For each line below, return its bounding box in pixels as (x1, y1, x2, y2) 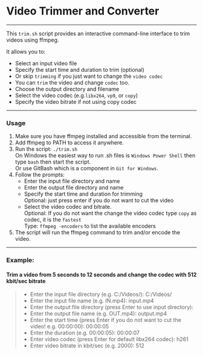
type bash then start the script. (14, 158, 91, 165)
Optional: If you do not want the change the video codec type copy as (24, 209, 197, 217)
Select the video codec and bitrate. (24, 203, 112, 211)
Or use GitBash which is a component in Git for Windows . (14, 165, 159, 172)
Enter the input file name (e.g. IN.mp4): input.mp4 (30, 297, 154, 304)
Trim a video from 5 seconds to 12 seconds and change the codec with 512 (6, 270, 197, 278)
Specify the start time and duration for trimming (24, 190, 143, 197)
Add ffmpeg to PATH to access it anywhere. (14, 139, 124, 146)
